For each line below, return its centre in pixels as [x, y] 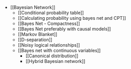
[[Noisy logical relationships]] [49, 45]
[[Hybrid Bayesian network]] [55, 61]
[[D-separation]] [35, 40]
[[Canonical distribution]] [52, 56]
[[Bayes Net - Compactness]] [49, 23]
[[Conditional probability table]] [51, 13]
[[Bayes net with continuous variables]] [59, 50]
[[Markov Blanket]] [38, 34]
